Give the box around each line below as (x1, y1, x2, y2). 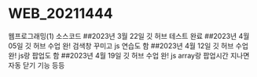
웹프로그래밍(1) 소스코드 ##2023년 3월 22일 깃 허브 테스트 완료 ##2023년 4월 (8, 31, 250, 40)
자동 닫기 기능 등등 (8, 60, 65, 70)
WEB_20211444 (8, 5, 114, 23)
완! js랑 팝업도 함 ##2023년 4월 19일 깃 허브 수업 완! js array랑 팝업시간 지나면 (8, 51, 250, 60)
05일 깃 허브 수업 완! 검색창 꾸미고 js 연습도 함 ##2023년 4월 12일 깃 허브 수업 (8, 40, 249, 51)
